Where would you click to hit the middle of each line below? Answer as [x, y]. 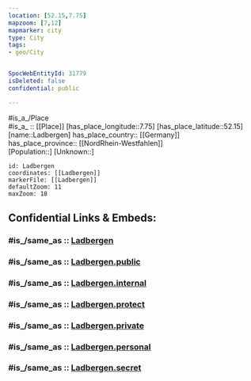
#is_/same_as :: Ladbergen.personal [80, 347]
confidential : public [44, 88]
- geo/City [26, 52]
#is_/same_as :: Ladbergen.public [74, 261]
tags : [17, 45]
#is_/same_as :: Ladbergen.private [76, 326]
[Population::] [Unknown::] [51, 151]
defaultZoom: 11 [35, 187]
